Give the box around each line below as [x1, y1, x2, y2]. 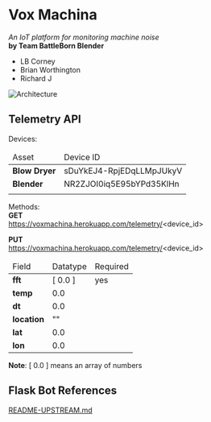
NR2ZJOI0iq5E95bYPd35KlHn [64, 178, 180, 189]
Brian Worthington [19, 64, 81, 74]
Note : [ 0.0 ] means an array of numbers [8, 360, 143, 370]
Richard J [19, 73, 52, 83]
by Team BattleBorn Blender [8, 40, 105, 50]
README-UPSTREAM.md [8, 405, 93, 415]
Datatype [52, 260, 87, 271]
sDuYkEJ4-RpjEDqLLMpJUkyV [64, 165, 183, 176]
